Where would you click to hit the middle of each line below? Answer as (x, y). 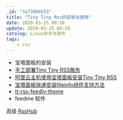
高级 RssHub (22, 111)
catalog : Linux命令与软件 (36, 34)
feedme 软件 (30, 98)
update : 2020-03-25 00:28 (38, 28)
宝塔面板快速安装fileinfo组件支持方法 (60, 84)
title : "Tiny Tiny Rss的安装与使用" (49, 17)
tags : (13, 39)
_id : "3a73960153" (29, 12)
